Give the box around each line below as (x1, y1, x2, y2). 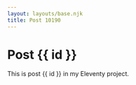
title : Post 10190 (7, 17, 61, 24)
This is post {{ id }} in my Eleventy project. (7, 70, 130, 78)
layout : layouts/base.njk (7, 10, 83, 17)
